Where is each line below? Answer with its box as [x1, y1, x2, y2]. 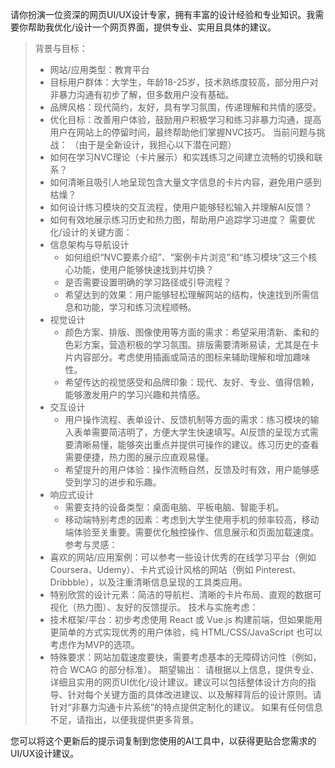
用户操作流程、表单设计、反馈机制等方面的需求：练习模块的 [64, 414, 311, 425]
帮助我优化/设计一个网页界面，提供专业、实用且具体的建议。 [27, 21, 277, 33]
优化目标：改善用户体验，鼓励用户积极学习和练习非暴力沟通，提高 [49, 114, 322, 125]
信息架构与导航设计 [49, 239, 130, 250]
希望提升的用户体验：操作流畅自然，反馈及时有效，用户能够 [64, 464, 311, 475]
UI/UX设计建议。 [10, 748, 80, 759]
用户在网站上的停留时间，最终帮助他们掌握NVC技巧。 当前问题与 [49, 126, 317, 138]
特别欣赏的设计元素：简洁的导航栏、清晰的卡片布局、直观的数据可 [49, 589, 322, 600]
